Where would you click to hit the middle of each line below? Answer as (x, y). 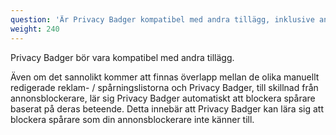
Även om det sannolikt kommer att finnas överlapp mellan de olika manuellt (165, 77)
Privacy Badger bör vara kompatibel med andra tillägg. (122, 57)
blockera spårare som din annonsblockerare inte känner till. (132, 119)
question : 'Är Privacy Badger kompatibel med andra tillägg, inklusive (162, 19)
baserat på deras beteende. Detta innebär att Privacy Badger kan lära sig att (167, 108)
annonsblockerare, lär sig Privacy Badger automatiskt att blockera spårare (163, 98)
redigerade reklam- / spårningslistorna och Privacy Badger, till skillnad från (164, 87)
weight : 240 (35, 29)
